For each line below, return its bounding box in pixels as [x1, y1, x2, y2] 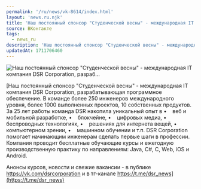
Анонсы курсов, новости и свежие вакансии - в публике [6, 163, 151, 170]
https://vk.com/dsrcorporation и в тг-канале [6, 170, 116, 177]
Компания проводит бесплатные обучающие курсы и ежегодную [6, 139, 174, 147]
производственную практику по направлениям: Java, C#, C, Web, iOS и [6, 145, 190, 153]
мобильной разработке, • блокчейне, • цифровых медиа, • [6, 114, 167, 121]
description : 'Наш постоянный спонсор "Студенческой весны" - [6, 42, 165, 48]
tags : [6, 31, 20, 37]
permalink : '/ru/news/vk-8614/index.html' [6, 8, 114, 15]
